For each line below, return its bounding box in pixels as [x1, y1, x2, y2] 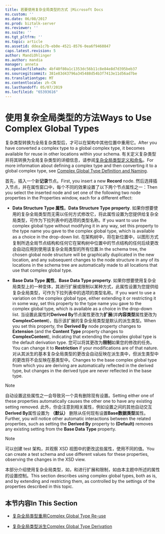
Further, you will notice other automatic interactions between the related [5, 416, 151, 422]
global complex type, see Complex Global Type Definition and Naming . [5, 168, 148, 174]
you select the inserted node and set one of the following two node [5, 190, 141, 196]
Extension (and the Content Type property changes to [12, 329, 124, 335]
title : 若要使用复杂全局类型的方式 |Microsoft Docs [5, 7, 104, 12]
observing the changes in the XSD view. [5, 456, 86, 462]
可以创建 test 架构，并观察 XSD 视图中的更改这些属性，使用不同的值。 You [5, 446, 155, 452]
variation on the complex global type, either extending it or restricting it [12, 295, 156, 301]
